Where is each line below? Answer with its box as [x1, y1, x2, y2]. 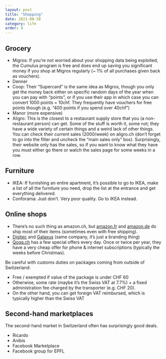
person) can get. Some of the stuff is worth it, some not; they [34, 120, 160, 127]
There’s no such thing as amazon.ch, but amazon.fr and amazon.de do [12, 223, 157, 229]
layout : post [5, 7, 32, 12]
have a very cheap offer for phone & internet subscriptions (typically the [12, 244, 160, 250]
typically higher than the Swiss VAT [12, 295, 85, 301]
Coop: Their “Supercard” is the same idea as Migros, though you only [12, 83, 155, 89]
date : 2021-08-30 [5, 16, 41, 21]
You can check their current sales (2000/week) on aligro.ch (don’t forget [12, 131, 161, 137]
